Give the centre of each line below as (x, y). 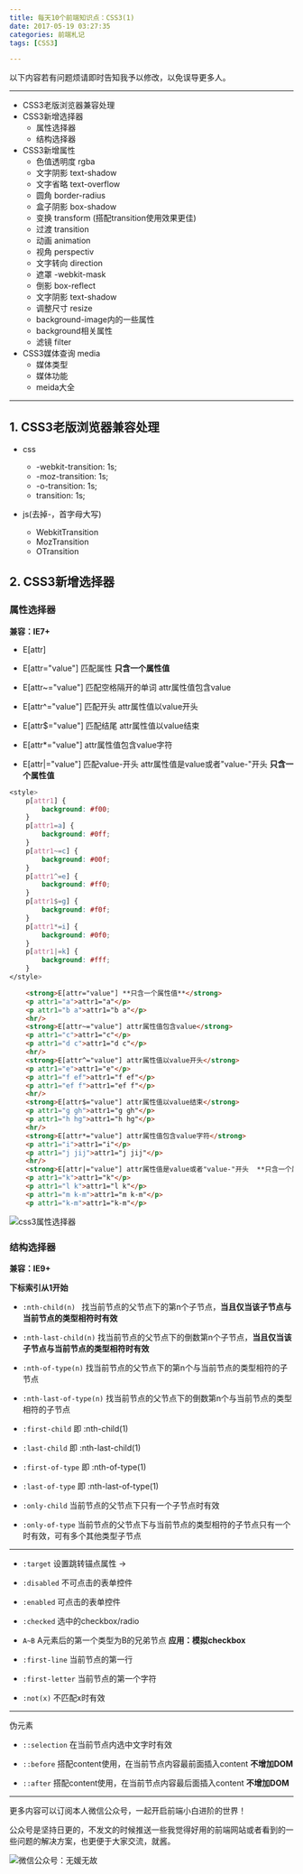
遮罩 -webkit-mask (71, 274)
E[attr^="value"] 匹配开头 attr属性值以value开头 (110, 706)
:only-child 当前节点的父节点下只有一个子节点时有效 (121, 1505)
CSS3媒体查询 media (61, 354)
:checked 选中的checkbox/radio (81, 1620)
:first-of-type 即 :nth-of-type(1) (84, 1467)
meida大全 (55, 387)
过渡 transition (62, 229)
